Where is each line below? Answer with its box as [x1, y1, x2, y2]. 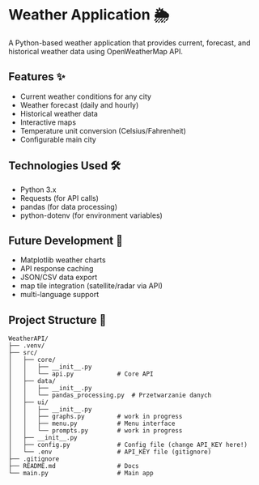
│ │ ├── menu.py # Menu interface [8, 419, 176, 428]
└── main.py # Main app [8, 470, 154, 478]
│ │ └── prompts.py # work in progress [8, 427, 183, 435]
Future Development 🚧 [8, 233, 123, 247]
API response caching [19, 264, 94, 274]
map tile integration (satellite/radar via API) [19, 281, 163, 291]
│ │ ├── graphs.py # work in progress [8, 413, 183, 421]
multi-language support [19, 290, 100, 300]
